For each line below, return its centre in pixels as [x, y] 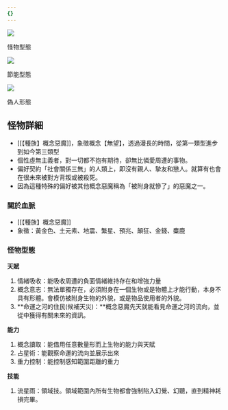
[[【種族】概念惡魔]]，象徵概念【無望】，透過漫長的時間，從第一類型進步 [117, 143]
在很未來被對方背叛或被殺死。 [59, 178]
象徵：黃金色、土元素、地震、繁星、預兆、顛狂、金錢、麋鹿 [101, 230]
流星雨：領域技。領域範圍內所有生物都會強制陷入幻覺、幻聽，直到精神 [116, 391]
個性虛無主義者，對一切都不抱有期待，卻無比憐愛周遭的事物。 [104, 160]
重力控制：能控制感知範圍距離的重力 [68, 362]
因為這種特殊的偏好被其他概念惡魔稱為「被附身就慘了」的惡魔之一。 [113, 186]
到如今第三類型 [38, 152]
